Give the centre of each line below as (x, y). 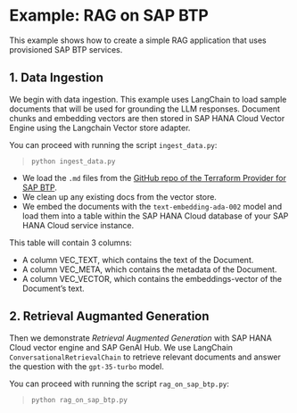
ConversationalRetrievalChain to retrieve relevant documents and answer (145, 357)
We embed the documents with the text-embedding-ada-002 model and (152, 206)
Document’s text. (53, 288)
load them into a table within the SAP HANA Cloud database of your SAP (155, 216)
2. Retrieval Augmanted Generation (109, 316)
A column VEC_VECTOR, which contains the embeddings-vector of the (152, 278)
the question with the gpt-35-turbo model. (87, 366)
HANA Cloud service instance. (78, 225)
